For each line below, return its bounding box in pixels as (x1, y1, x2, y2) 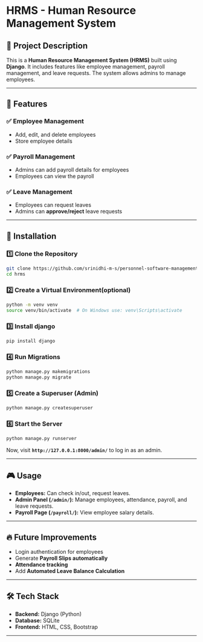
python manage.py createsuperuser (6, 405, 94, 411)
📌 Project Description (6, 41, 88, 51)
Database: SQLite (14, 617, 60, 624)
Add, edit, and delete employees (14, 131, 96, 138)
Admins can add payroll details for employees (14, 166, 129, 173)
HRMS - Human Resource (6, 4, 137, 18)
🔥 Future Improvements (6, 532, 97, 542)
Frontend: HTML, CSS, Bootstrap (14, 623, 98, 631)
